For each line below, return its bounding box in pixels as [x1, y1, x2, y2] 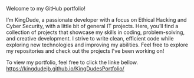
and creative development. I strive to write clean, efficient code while [6, 35, 174, 42]
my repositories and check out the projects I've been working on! [6, 48, 165, 55]
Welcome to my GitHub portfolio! [6, 5, 86, 12]
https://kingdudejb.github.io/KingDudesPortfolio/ [6, 65, 125, 72]
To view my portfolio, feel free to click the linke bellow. [6, 59, 139, 66]
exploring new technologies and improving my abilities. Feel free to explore [6, 41, 189, 48]
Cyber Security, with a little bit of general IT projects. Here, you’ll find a [6, 23, 179, 29]
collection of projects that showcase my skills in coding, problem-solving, [6, 29, 185, 36]
